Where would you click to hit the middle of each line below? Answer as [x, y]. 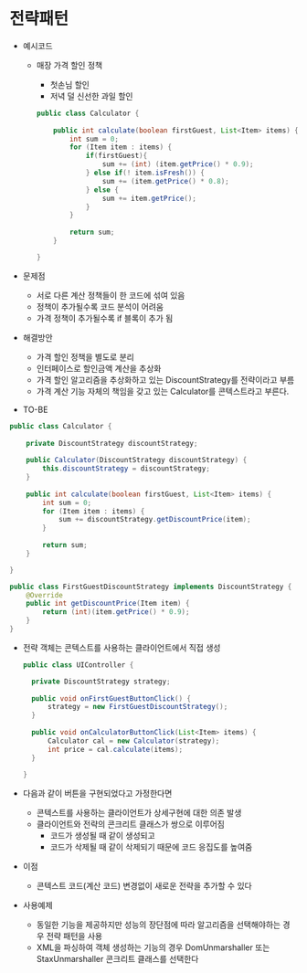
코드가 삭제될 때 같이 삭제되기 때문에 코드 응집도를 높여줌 [151, 847]
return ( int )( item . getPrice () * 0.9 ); [116, 612]
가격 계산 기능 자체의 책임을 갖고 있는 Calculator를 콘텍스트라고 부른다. [163, 391]
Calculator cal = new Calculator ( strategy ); [133, 741]
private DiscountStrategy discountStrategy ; [112, 443]
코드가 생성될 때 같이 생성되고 [102, 836]
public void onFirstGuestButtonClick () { [111, 698]
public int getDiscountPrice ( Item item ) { [108, 604]
